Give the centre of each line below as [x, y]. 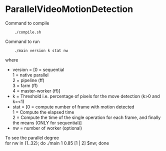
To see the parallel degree [32, 137]
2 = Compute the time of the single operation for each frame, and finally [86, 117]
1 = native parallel [30, 75]
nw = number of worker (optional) [47, 128]
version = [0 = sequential [38, 69]
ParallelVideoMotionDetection [69, 9]
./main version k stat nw [41, 50]
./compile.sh [28, 32]
